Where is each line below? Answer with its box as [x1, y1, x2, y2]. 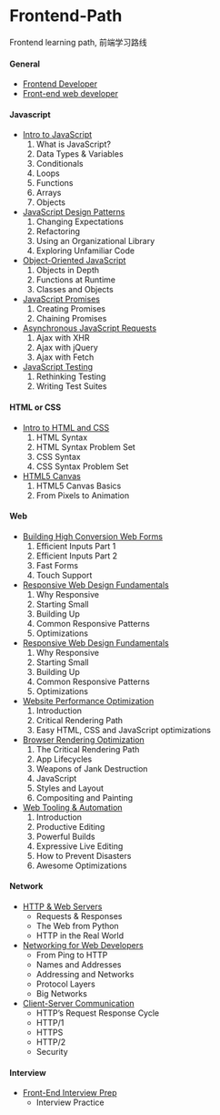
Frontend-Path [9, 5, 123, 26]
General [9, 58, 41, 69]
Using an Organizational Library [35, 236, 155, 247]
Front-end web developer [22, 88, 118, 99]
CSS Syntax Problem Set [35, 461, 129, 472]
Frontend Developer [22, 78, 98, 89]
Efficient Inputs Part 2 [35, 550, 118, 561]
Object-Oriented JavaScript [22, 255, 126, 266]
